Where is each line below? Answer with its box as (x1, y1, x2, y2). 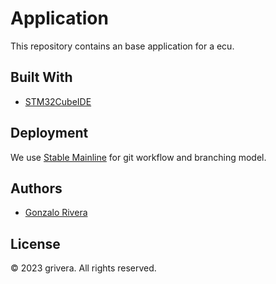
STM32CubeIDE (24, 95, 92, 107)
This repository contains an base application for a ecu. (10, 40, 235, 52)
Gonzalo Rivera (24, 207, 88, 219)
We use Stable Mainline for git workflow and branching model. (10, 151, 267, 163)
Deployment (10, 125, 89, 142)
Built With (10, 69, 73, 86)
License (10, 235, 61, 252)
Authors (10, 180, 63, 197)
